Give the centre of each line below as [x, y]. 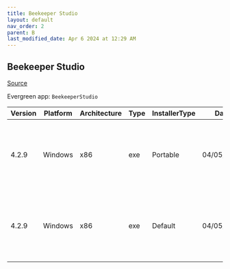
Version [24, 113]
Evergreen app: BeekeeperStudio [52, 96]
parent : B [21, 33]
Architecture [101, 113]
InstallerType [174, 113]
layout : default [30, 20]
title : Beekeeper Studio [42, 13]
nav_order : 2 [26, 26]
